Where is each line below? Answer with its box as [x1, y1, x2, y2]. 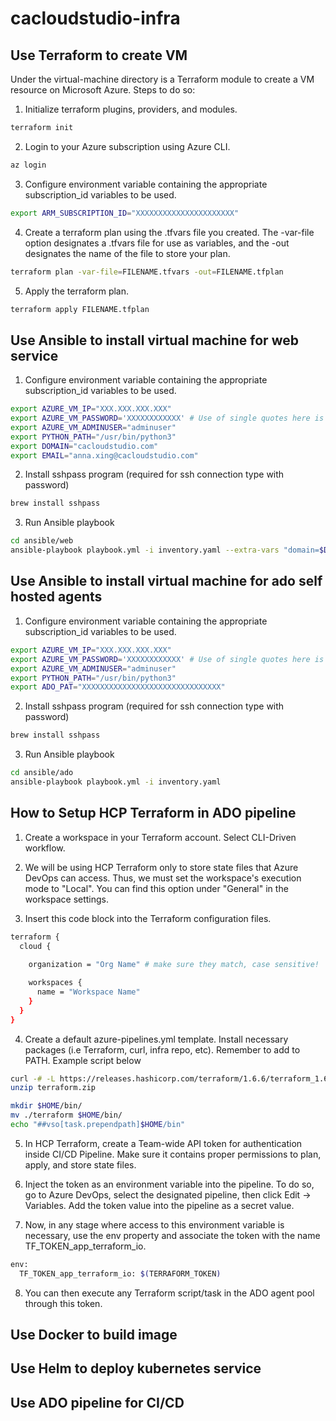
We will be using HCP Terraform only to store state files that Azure [24, 861, 299, 873]
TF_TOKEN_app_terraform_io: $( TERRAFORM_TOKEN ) [19, 1268, 222, 1279]
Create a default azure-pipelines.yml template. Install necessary [24, 1033, 289, 1045]
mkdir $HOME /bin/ [10, 1101, 83, 1111]
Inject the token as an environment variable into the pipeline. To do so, [24, 1178, 315, 1190]
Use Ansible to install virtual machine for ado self [10, 573, 323, 590]
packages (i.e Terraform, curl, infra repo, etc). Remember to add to [24, 1043, 301, 1056]
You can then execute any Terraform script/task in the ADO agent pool [24, 1287, 315, 1299]
